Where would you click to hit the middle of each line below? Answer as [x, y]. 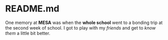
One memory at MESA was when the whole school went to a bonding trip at [84, 22]
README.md [32, 9]
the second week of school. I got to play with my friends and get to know [80, 27]
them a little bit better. [28, 33]
